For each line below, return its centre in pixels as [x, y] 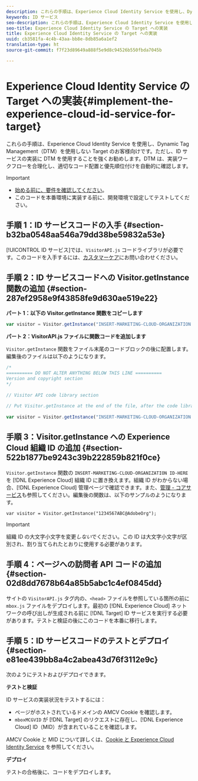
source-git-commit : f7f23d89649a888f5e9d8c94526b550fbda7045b [84, 50]
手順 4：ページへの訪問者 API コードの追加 [84, 564]
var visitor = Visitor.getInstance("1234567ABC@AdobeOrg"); [82, 513]
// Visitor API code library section [52, 395]
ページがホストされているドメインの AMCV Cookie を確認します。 [95, 712]
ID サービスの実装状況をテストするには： [56, 700]
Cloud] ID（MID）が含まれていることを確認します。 [77, 727]
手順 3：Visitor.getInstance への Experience [88, 437]
